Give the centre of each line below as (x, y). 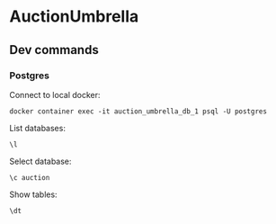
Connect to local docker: (55, 94)
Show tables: (33, 194)
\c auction (30, 177)
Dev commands (54, 50)
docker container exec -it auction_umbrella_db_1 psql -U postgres (138, 111)
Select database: (40, 161)
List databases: (37, 128)
